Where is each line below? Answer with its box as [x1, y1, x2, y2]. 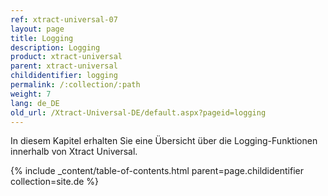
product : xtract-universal [10, 52, 123, 62]
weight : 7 [10, 89, 52, 99]
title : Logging [10, 33, 74, 43]
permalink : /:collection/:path [10, 80, 141, 90]
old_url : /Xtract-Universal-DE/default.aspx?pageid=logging [10, 107, 267, 118]
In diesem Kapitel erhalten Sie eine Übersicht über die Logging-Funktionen [10, 135, 318, 147]
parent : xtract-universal [10, 61, 118, 71]
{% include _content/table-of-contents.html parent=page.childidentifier [10, 165, 304, 177]
